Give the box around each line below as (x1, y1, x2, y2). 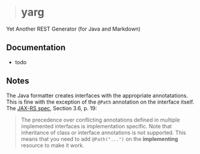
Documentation (6, 43, 66, 53)
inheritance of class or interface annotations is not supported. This (20, 129, 186, 136)
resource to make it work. (20, 141, 85, 149)
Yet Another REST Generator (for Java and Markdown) (6, 25, 141, 32)
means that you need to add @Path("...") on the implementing (20, 135, 178, 143)
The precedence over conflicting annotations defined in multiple (20, 116, 180, 123)
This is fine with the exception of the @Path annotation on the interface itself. (6, 98, 195, 105)
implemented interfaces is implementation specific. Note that (20, 122, 172, 129)
